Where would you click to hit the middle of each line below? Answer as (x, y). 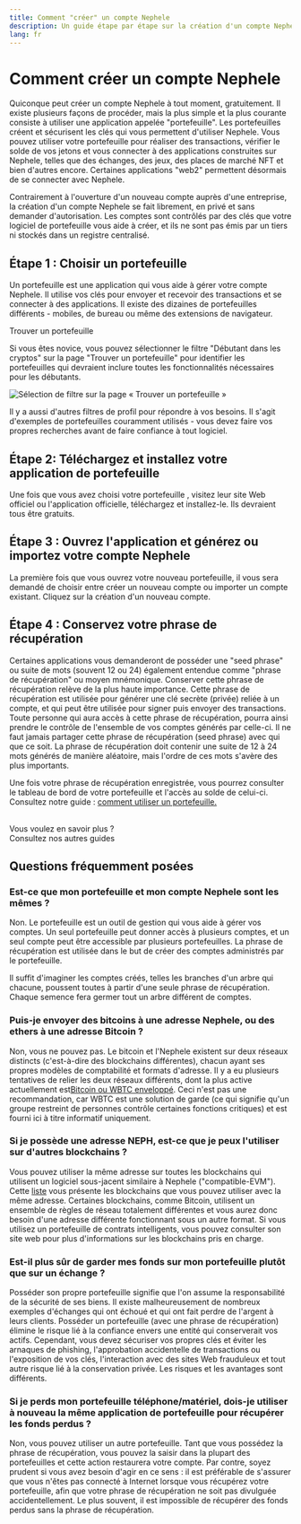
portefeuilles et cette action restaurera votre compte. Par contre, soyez (140, 1462)
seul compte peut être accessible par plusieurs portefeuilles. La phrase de (146, 942)
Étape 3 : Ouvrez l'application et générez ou (134, 542)
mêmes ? (30, 902)
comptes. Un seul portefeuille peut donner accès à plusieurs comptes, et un (149, 932)
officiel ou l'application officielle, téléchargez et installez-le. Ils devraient (142, 504)
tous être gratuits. (42, 513)
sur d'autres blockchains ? (69, 1152)
